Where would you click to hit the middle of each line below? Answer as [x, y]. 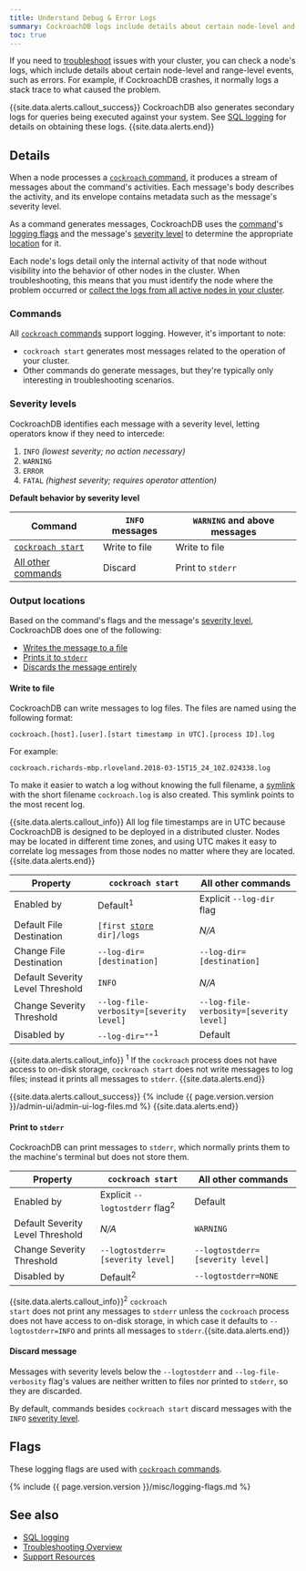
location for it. [36, 243]
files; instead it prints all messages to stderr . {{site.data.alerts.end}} [138, 1079]
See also [34, 1515]
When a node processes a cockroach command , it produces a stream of [143, 178]
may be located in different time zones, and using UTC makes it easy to [143, 842]
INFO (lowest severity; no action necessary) [104, 451]
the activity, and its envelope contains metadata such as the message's [143, 197]
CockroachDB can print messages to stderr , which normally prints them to [150, 1147]
